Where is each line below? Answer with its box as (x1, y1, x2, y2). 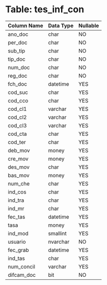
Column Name (8, 22, 43, 29)
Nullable (78, 22, 99, 29)
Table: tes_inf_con (5, 4, 85, 15)
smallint (48, 230, 67, 237)
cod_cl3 (8, 122, 27, 129)
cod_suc (8, 88, 28, 96)
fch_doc (8, 80, 27, 87)
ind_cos (8, 188, 26, 195)
